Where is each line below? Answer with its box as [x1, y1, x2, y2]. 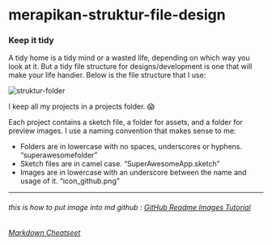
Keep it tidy [8, 35, 54, 46]
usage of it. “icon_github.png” [19, 176, 120, 186]
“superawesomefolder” [19, 150, 98, 160]
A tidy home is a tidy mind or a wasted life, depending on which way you [8, 53, 250, 62]
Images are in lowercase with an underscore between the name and [19, 168, 247, 178]
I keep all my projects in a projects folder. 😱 [8, 101, 155, 111]
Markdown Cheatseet [8, 227, 81, 237]
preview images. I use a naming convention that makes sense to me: [8, 126, 236, 135]
